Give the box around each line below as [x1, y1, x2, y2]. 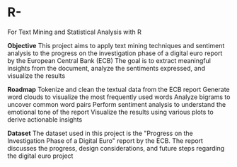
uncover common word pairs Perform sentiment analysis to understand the [7, 100, 226, 108]
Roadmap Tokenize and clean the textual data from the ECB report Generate [7, 85, 230, 93]
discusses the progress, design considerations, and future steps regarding [7, 144, 225, 152]
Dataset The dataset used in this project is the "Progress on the [7, 129, 193, 137]
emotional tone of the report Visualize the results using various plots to [7, 108, 214, 116]
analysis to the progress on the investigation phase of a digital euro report [7, 49, 223, 57]
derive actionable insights [7, 115, 83, 124]
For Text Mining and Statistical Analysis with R [7, 28, 141, 36]
